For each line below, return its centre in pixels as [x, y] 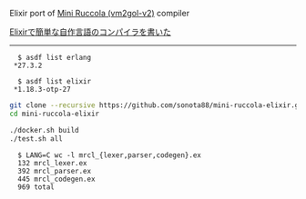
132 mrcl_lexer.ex [53, 163]
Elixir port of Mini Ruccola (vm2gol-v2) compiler [99, 13]
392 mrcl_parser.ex [55, 171]
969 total [36, 187]
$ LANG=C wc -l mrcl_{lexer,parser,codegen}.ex [110, 155]
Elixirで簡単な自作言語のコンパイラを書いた [90, 32]
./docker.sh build [44, 130]
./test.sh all [36, 139]
